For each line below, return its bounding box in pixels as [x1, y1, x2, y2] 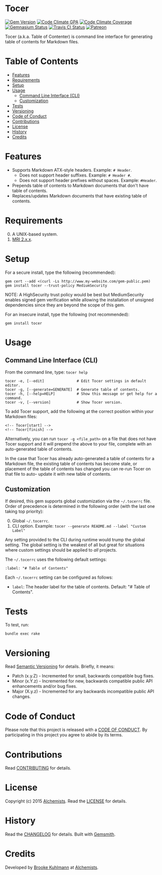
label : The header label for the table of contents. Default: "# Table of [12, 584, 150, 589]
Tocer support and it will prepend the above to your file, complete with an [5, 441, 152, 446]
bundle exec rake [5, 631, 40, 636]
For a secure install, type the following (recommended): [5, 269, 116, 275]
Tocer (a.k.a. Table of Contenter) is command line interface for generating [5, 34, 153, 39]
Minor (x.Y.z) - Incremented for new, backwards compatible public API [12, 678, 153, 684]
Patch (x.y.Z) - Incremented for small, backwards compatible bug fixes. [12, 673, 154, 679]
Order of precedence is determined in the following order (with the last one [5, 503, 155, 509]
